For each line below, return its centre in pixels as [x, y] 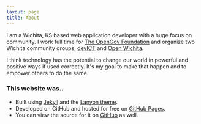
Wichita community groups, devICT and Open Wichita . [75, 48]
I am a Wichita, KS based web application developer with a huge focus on [99, 35]
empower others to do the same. [47, 73]
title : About [23, 18]
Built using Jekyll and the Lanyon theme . [66, 102]
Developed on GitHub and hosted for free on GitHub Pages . [90, 108]
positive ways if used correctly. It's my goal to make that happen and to [97, 66]
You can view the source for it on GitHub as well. [77, 115]
